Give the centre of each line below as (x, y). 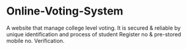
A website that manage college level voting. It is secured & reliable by (94, 28)
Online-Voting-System (65, 11)
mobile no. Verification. (35, 41)
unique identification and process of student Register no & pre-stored (94, 34)
